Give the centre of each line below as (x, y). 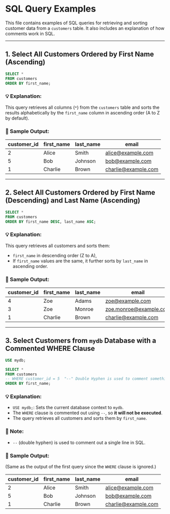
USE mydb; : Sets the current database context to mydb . (68, 408)
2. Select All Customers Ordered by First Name (80, 193)
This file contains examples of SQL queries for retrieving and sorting (76, 23)
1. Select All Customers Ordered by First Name (80, 54)
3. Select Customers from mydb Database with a (81, 341)
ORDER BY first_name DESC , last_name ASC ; (51, 222)
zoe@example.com (128, 301)
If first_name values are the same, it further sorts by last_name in (80, 261)
